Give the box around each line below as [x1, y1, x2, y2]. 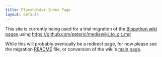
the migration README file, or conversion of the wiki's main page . [5, 46, 142, 52]
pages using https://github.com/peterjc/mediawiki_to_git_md [5, 31, 131, 37]
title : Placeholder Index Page [5, 7, 71, 12]
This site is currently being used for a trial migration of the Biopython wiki [5, 25, 157, 31]
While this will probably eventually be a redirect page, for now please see [5, 40, 157, 46]
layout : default [5, 12, 39, 17]
